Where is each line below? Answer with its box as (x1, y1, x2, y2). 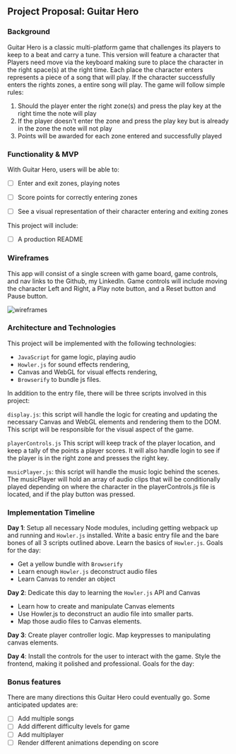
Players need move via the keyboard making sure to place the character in (7, 58, 224, 66)
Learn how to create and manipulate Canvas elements (17, 602, 175, 611)
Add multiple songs (17, 714, 74, 723)
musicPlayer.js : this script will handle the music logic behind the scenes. (7, 467, 220, 476)
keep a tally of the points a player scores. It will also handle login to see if (7, 446, 220, 455)
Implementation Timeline (7, 508, 95, 517)
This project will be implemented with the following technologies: (7, 339, 196, 347)
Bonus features (7, 677, 61, 687)
